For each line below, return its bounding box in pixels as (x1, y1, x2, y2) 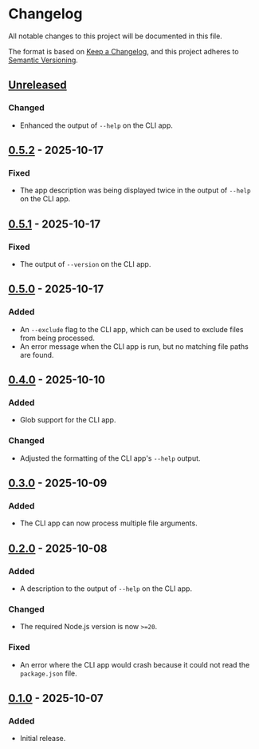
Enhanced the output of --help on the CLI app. (19, 121, 174, 130)
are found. (19, 350, 54, 359)
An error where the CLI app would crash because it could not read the (19, 660, 250, 669)
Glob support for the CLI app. (19, 415, 116, 425)
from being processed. (19, 333, 96, 343)
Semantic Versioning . (8, 55, 78, 65)
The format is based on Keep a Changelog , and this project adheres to (8, 46, 239, 56)
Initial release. (19, 734, 66, 743)
